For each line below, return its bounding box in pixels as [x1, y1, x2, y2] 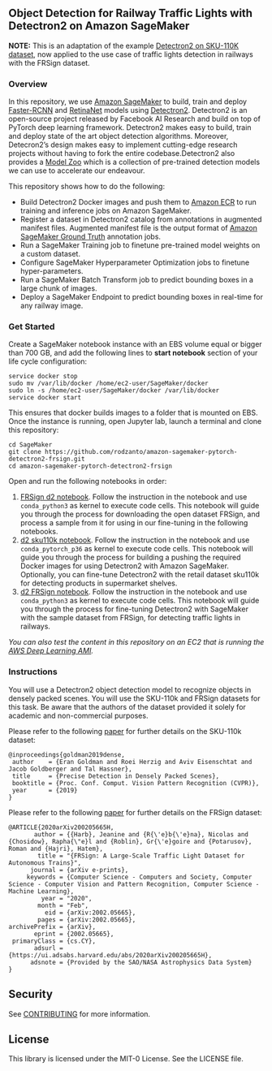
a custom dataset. [19, 249, 81, 259]
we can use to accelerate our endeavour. [8, 166, 145, 175]
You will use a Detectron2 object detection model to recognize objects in [8, 684, 252, 694]
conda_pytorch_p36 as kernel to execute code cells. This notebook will [19, 544, 253, 554]
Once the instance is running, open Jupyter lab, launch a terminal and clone [8, 417, 262, 426]
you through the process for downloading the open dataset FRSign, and [19, 509, 261, 519]
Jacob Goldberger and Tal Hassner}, [8, 765, 132, 773]
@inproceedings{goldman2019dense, [8, 750, 126, 758]
